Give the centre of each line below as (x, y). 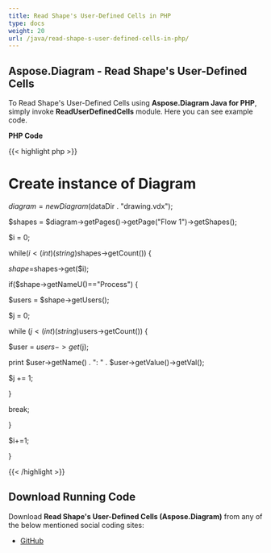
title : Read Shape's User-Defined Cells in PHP (90, 16)
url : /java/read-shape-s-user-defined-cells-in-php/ (99, 38)
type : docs (27, 23)
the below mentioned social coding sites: (76, 525)
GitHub (32, 540)
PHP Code (26, 136)
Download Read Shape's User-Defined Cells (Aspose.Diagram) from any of (135, 516)
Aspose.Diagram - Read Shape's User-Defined (128, 71)
